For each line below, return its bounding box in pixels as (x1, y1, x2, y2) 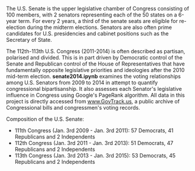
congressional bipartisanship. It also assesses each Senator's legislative (6, 85, 182, 92)
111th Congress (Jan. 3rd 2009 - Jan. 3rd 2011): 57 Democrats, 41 (14, 127, 174, 134)
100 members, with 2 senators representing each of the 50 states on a (6, 11, 177, 18)
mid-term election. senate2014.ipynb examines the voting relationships (6, 73, 181, 80)
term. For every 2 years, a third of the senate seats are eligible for (18, 18, 178, 24)
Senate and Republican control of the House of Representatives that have (6, 60, 185, 67)
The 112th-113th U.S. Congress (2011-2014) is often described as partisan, (6, 48, 186, 55)
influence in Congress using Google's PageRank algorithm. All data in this (6, 91, 185, 98)
